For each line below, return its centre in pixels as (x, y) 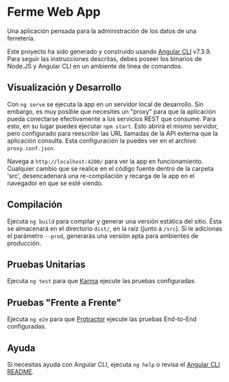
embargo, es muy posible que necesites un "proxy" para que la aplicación (111, 111)
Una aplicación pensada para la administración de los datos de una (102, 31)
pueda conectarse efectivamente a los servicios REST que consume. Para (111, 119)
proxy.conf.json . (31, 147)
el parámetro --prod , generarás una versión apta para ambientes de (103, 236)
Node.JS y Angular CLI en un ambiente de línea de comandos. (95, 66)
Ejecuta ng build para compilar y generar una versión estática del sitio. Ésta (114, 221)
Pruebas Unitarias (46, 264)
